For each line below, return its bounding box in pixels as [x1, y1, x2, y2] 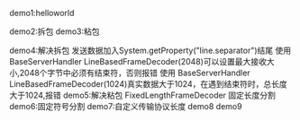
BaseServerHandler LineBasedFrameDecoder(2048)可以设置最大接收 [9, 56, 268, 66]
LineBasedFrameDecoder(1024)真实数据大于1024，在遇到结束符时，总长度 [9, 79, 287, 89]
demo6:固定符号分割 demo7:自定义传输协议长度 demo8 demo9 [9, 101, 242, 111]
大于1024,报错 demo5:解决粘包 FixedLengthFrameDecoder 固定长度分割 [9, 90, 277, 100]
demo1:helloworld [9, 8, 75, 18]
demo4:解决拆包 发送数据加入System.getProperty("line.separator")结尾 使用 [9, 45, 292, 56]
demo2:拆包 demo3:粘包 [9, 26, 100, 37]
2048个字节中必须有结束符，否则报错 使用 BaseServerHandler [19, 67, 250, 78]
